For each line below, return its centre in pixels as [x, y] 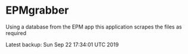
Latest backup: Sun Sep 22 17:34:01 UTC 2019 [62, 45]
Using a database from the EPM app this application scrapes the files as [94, 27]
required [16, 33]
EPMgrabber [37, 10]
